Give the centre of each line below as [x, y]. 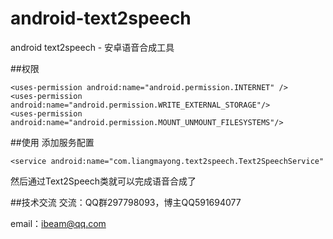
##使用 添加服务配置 [52, 142]
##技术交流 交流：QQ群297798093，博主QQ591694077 [126, 202]
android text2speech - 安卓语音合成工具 [92, 47]
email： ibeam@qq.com [58, 223]
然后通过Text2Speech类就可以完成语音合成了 [103, 181]
